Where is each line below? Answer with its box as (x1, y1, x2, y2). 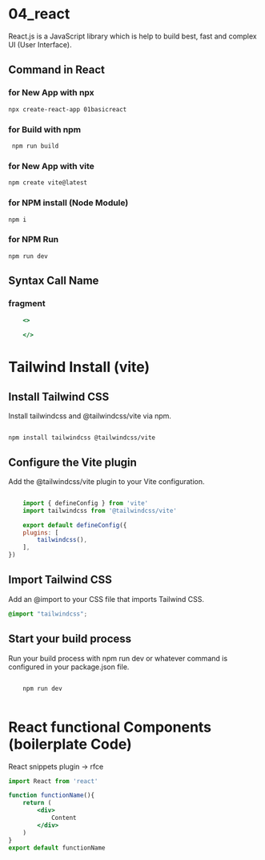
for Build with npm (8, 123, 82, 135)
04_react (8, 5, 70, 23)
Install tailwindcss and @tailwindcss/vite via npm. (8, 411, 172, 421)
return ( (22, 799, 52, 807)
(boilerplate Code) (8, 735, 132, 753)
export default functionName (8, 843, 106, 852)
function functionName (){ (8, 791, 94, 800)
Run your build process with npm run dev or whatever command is (8, 653, 228, 663)
